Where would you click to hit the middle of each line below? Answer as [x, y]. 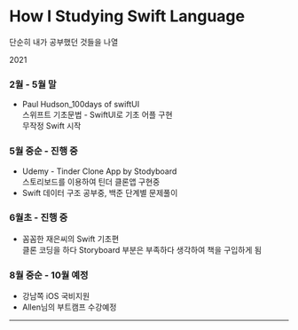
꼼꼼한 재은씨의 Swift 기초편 [71, 239]
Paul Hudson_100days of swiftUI [81, 105]
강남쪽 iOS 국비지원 [56, 296]
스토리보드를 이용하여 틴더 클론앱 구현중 [91, 181]
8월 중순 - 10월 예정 [49, 275]
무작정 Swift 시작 [51, 126]
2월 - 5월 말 [33, 84]
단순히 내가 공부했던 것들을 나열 [64, 42]
